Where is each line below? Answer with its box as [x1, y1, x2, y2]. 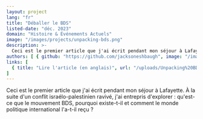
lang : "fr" [6, 14, 34, 20]
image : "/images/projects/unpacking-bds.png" [6, 37, 123, 43]
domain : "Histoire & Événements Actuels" [6, 31, 112, 37]
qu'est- [177, 93, 195, 100]
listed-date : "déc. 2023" [6, 25, 71, 32]
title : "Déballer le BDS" [6, 20, 71, 26]
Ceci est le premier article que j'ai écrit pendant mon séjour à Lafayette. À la [6, 87, 195, 94]
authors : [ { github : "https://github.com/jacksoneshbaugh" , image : [6, 53, 182, 59]
